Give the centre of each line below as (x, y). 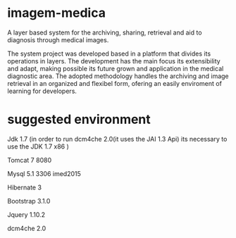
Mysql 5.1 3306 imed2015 (44, 173)
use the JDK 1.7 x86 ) (38, 146)
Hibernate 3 (25, 187)
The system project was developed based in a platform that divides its (109, 54)
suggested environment (79, 119)
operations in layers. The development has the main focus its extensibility (114, 61)
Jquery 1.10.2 (26, 214)
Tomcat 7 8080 (29, 160)
